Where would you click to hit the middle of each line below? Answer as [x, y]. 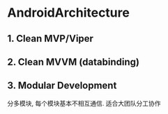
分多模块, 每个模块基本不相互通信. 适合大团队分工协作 [84, 103]
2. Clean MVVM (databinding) [73, 62]
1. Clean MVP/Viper [51, 39]
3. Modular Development [62, 86]
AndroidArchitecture [69, 13]
